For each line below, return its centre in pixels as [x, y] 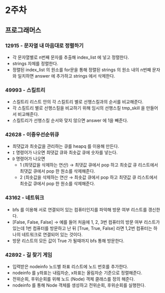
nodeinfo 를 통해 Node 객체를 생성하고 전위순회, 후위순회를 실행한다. [79, 285]
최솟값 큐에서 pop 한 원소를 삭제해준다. [57, 184]
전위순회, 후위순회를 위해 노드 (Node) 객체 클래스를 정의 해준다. [74, 279]
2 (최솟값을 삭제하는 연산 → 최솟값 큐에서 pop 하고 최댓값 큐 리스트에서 [88, 178]
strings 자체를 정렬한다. [35, 63]
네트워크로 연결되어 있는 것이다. [52, 234]
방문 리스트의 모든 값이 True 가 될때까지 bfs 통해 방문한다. [68, 241]
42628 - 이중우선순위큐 [32, 135]
